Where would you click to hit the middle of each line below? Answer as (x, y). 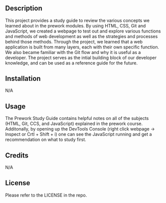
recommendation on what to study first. (46, 139)
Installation (23, 78)
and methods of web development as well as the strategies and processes (82, 36)
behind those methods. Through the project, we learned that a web (74, 41)
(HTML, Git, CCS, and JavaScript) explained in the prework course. (74, 123)
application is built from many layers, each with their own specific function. (82, 47)
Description (24, 8)
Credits (17, 155)
